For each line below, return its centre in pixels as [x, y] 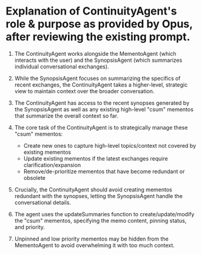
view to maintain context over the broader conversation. [84, 91]
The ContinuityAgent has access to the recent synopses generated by [102, 103]
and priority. [30, 227]
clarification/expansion [52, 165]
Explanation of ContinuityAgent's [91, 11]
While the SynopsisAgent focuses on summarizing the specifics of [97, 78]
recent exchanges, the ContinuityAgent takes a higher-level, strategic [101, 84]
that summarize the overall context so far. [66, 116]
